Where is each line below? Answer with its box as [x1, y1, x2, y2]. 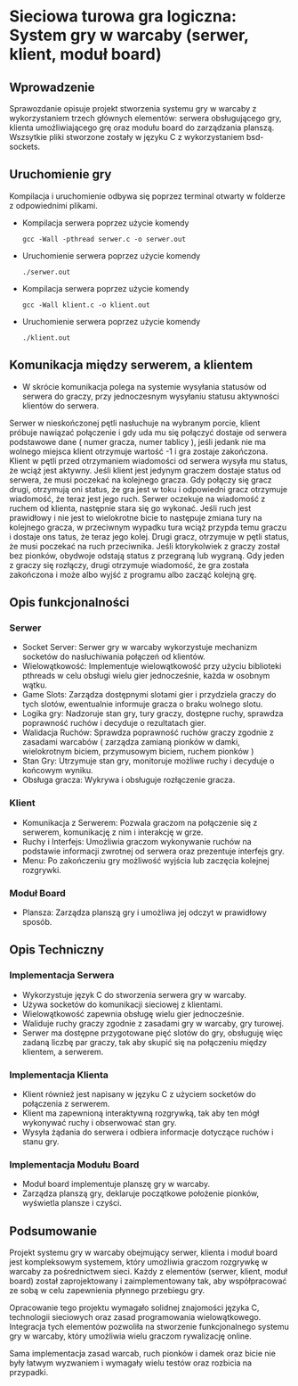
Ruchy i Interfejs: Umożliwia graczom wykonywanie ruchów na [21, 836, 252, 846]
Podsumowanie [9, 1224, 98, 1239]
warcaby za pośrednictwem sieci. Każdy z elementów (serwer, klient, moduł [9, 1266, 287, 1276]
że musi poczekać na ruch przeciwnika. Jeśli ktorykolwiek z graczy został [9, 540, 280, 551]
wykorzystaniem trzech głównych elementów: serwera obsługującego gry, [9, 113, 282, 123]
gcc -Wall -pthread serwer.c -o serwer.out [21, 235, 187, 243]
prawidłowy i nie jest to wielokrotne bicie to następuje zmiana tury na [9, 512, 262, 523]
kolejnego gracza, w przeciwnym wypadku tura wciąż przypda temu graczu [9, 522, 287, 532]
